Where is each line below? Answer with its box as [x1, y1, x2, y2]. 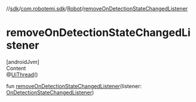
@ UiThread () [6, 71, 38, 78]
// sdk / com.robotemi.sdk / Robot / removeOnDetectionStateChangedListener [6, 5, 188, 12]
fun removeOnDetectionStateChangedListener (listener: [6, 82, 142, 89]
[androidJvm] [6, 58, 40, 65]
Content [6, 64, 26, 72]
